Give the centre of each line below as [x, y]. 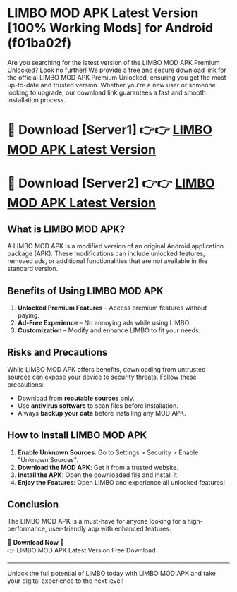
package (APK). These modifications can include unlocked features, [107, 254]
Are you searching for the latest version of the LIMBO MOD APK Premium [114, 62]
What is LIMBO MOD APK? [66, 229]
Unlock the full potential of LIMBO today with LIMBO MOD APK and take [112, 574]
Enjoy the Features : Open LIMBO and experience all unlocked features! [121, 482]
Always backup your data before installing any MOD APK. [102, 413]
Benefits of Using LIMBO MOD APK [85, 291]
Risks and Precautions [57, 352]
